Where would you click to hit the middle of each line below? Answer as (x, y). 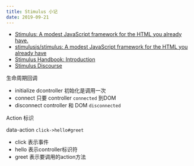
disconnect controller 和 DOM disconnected (68, 105)
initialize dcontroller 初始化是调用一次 (60, 90)
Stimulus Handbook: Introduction (55, 59)
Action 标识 (20, 118)
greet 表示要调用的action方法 (50, 157)
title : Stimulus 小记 (32, 12)
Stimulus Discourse (38, 65)
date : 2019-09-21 (28, 17)
